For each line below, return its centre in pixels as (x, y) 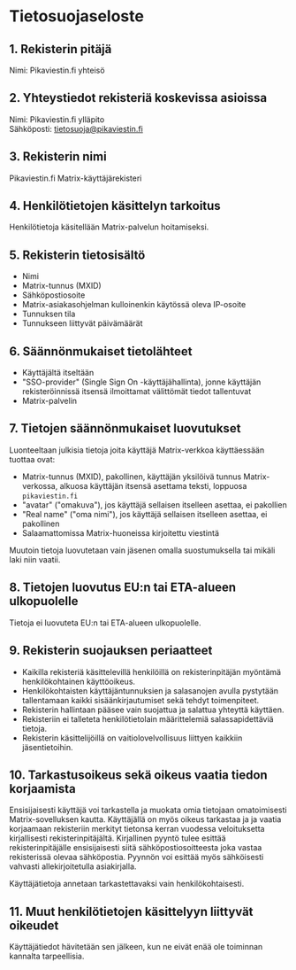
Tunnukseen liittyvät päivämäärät (82, 323)
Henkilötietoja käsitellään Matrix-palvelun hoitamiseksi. (109, 227)
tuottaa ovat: (32, 459)
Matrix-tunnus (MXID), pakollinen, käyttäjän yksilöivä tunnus (132, 477)
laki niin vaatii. (35, 559)
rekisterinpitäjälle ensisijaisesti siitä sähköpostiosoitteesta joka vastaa (136, 848)
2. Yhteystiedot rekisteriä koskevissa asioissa (138, 98)
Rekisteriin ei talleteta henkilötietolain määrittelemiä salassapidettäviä (148, 718)
